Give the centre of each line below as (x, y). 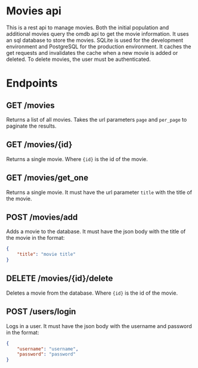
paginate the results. (31, 126)
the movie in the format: (35, 238)
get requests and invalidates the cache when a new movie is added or (92, 52)
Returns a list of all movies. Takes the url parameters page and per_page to (97, 119)
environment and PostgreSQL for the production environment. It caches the (99, 47)
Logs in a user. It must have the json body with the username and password (99, 326)
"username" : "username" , (48, 349)
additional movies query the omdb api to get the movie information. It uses (98, 33)
